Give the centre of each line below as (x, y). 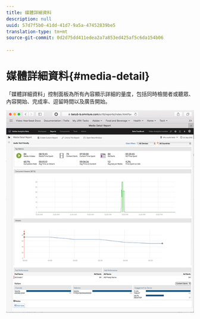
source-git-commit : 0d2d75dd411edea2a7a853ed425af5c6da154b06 (85, 38)
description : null (29, 19)
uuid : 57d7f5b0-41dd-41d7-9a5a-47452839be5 (61, 25)
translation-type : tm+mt (37, 32)
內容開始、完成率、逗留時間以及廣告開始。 (58, 101)
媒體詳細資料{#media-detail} (78, 76)
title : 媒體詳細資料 (29, 13)
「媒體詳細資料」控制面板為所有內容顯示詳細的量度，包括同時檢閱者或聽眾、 (100, 94)
